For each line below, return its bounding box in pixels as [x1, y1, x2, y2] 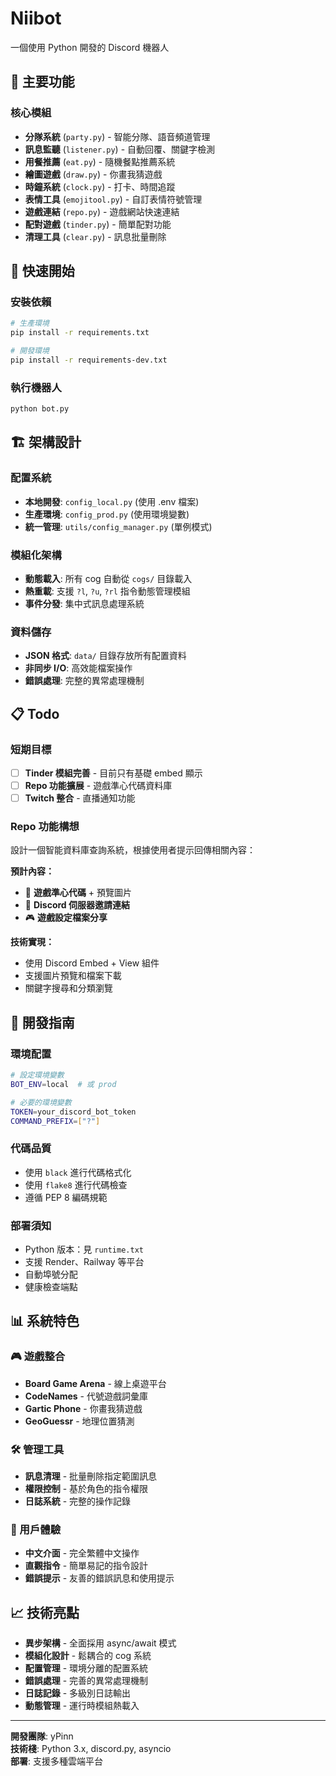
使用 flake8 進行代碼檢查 [24, 1178, 128, 1191]
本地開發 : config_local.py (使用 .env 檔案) [24, 495, 200, 507]
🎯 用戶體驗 [10, 1523, 62, 1536]
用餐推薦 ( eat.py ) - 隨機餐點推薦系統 [24, 155, 176, 167]
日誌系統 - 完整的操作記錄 [24, 1495, 132, 1507]
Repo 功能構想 [10, 820, 80, 834]
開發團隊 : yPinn [10, 1730, 74, 1742]
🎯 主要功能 [10, 73, 75, 91]
